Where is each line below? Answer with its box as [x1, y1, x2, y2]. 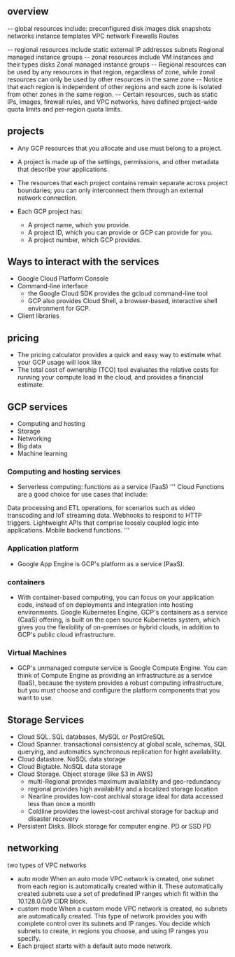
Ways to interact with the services [7, 256, 159, 268]
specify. [17, 934, 41, 942]
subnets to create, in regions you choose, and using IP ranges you [17, 926, 208, 935]
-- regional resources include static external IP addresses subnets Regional [7, 45, 225, 53]
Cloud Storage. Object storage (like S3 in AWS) [17, 770, 153, 778]
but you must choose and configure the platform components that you [17, 686, 220, 695]
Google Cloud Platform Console [17, 274, 109, 283]
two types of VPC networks [7, 861, 87, 869]
